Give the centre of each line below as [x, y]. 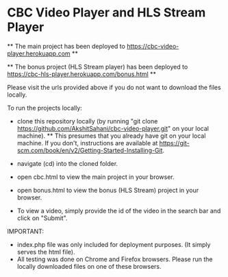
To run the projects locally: [45, 108]
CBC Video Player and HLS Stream [106, 13]
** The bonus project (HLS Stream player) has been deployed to [98, 67]
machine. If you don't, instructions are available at [87, 143]
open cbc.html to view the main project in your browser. [96, 177]
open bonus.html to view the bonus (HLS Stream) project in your [108, 190]
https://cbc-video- [153, 46]
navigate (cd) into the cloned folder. [67, 163]
